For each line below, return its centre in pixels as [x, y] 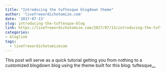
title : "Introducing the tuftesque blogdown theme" [59, 10]
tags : [11, 42]
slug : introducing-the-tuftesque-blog [45, 23]
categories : [17, 32]
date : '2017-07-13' [25, 19]
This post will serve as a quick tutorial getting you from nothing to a [74, 60]
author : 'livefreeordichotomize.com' [44, 14]
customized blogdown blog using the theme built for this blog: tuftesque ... [80, 65]
